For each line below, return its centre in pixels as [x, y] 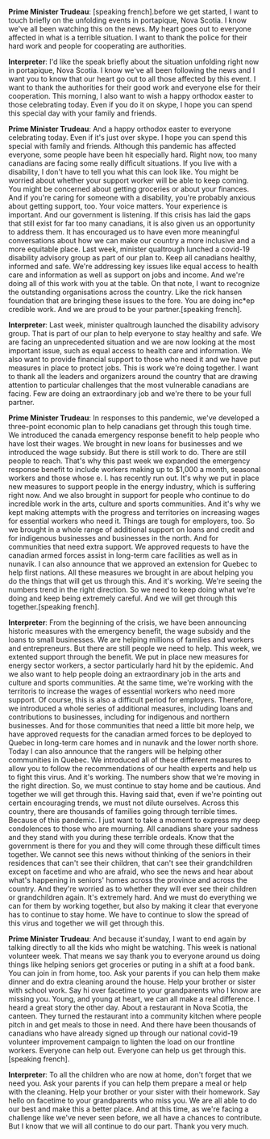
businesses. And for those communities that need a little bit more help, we [131, 726]
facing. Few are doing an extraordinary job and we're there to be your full [130, 394]
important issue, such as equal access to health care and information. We [130, 350]
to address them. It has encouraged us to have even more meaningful [124, 232]
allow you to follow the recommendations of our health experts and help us [133, 768]
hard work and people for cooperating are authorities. [98, 46]
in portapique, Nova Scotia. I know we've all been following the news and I [132, 70]
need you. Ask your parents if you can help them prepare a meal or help [128, 1083]
